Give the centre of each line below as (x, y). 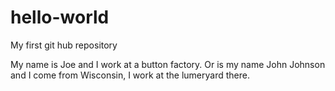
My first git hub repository (64, 45)
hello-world (60, 17)
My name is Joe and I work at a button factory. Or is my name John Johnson (168, 64)
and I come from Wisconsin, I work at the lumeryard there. (130, 75)
